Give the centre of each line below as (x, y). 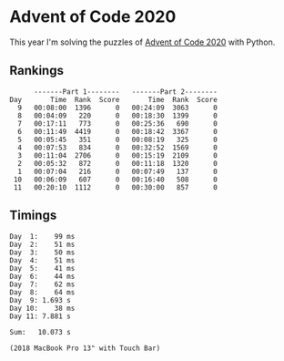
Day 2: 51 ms (42, 244)
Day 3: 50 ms (42, 253)
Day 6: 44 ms (42, 276)
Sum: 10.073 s (40, 332)
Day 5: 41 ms (42, 268)
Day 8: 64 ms (42, 292)
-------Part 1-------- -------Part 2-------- (126, 92)
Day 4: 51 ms (42, 260)
